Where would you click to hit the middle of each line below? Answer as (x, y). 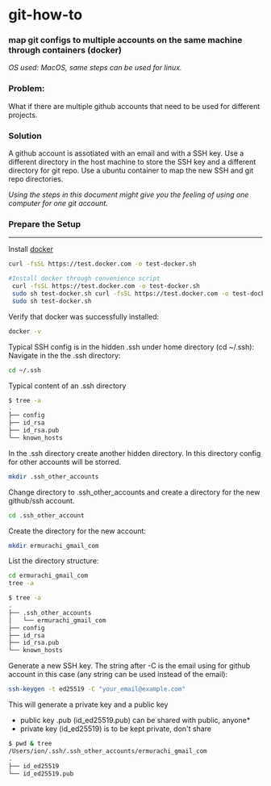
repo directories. (36, 179)
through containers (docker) (65, 50)
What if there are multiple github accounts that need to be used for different (134, 106)
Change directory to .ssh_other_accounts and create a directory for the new (134, 492)
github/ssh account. (42, 500)
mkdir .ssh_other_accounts (54, 477)
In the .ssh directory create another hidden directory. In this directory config (135, 453)
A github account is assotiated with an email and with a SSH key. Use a (126, 153)
